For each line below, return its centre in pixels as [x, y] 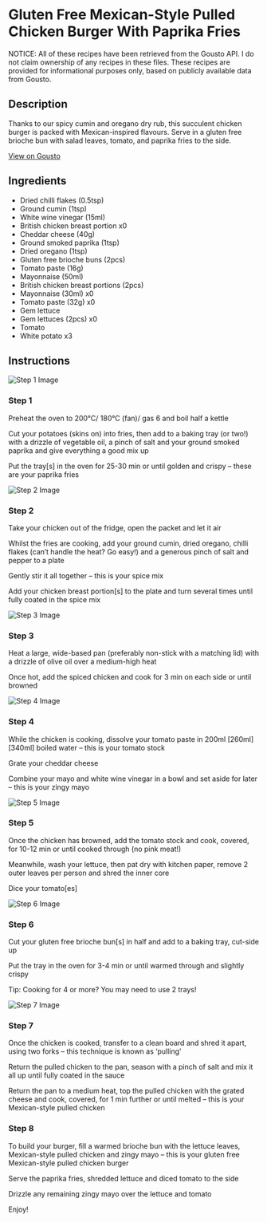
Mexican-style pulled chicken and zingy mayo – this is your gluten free [124, 1154]
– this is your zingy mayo [49, 786]
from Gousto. [30, 79]
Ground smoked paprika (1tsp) [69, 242]
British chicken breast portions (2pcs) [82, 285]
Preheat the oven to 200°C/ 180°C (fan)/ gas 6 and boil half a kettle [118, 418]
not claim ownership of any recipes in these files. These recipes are [120, 62]
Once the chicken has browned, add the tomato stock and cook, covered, [129, 840]
